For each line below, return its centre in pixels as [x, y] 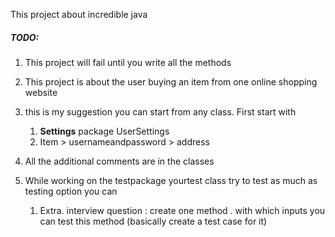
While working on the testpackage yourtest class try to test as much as [171, 180]
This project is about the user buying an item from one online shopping [171, 81]
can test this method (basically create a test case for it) [153, 221]
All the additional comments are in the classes [119, 161]
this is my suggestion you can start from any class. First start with [160, 111]
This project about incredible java [79, 14]
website [41, 92]
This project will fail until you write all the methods [128, 62]
